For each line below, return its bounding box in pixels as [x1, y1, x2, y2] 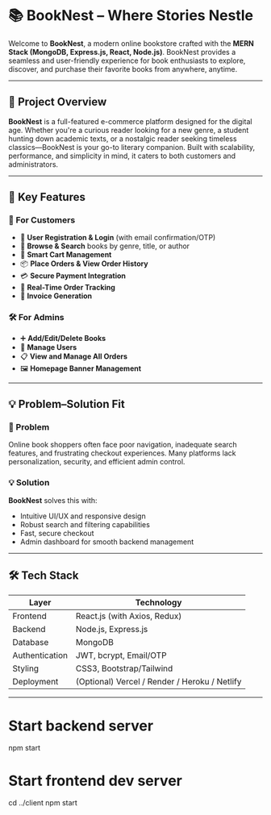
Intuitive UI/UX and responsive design [19, 511, 147, 521]
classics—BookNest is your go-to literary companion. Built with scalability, [8, 142, 256, 152]
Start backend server [8, 717, 154, 734]
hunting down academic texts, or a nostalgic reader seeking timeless [8, 134, 237, 143]
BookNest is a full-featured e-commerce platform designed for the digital [8, 116, 252, 126]
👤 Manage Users [19, 342, 77, 351]
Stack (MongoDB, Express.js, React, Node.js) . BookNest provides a [8, 47, 236, 56]
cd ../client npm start [8, 798, 78, 808]
